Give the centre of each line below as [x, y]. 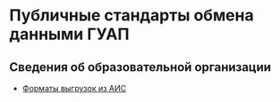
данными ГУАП [69, 34]
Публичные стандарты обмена [132, 16]
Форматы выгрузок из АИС [74, 88]
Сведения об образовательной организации [140, 67]
